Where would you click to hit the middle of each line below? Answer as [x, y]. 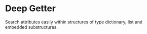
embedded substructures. [32, 27]
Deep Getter [30, 8]
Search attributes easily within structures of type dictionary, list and [74, 22]
